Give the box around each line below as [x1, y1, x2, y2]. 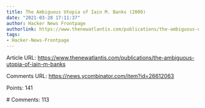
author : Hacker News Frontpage [6, 20, 86, 26]
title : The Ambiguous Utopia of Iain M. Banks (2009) [6, 9, 146, 15]
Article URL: [6, 54, 37, 61]
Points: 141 [6, 84, 33, 92]
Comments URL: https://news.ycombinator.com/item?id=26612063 [6, 73, 174, 79]
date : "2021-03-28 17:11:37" [6, 15, 81, 21]
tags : [6, 32, 20, 38]
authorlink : [6, 26, 37, 32]
